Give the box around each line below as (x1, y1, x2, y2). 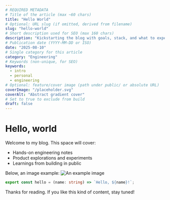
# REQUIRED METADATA (5, 7, 49, 13)
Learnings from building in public (12, 160, 82, 167)
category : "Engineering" (5, 54, 58, 60)
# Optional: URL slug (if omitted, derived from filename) (5, 21, 133, 27)
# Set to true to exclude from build (5, 96, 85, 102)
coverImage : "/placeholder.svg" (5, 87, 73, 92)
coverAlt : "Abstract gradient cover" (5, 92, 85, 97)
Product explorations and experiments (12, 155, 93, 161)
